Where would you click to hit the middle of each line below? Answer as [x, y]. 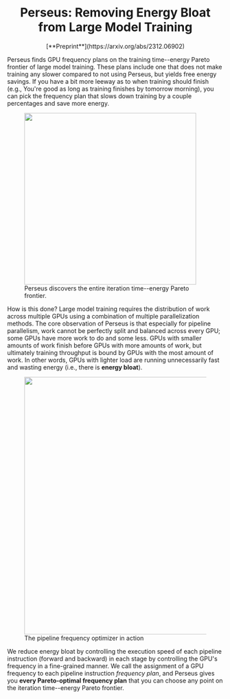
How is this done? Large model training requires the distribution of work [108, 309]
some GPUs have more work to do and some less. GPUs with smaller [104, 338]
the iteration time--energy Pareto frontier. [66, 687]
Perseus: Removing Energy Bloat [115, 13]
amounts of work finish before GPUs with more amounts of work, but [105, 345]
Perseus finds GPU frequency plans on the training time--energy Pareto [108, 59]
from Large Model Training [115, 27]
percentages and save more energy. [58, 103]
